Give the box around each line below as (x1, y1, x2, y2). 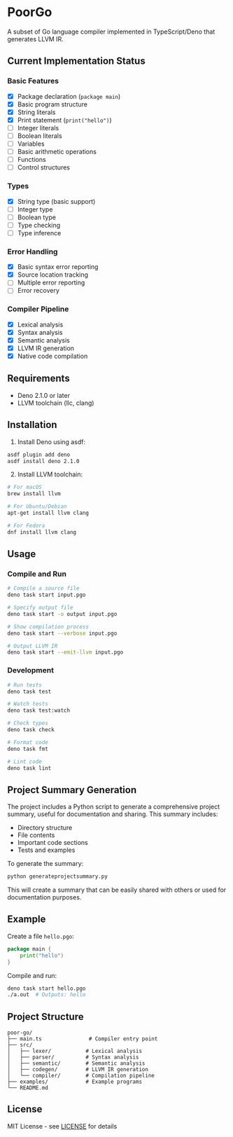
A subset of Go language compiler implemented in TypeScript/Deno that (7, 27, 216, 36)
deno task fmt (7, 745, 49, 752)
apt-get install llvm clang (7, 509, 90, 517)
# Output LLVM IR (7, 642, 58, 649)
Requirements (7, 373, 70, 385)
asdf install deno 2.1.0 (7, 457, 80, 464)
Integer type (17, 205, 53, 214)
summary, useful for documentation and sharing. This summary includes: (7, 810, 218, 818)
